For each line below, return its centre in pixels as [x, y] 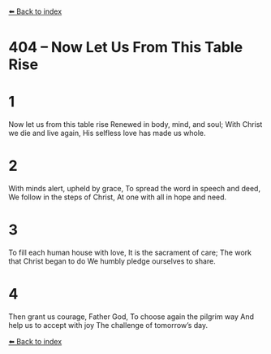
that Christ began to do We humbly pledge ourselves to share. [112, 261]
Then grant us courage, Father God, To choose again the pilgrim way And [131, 317]
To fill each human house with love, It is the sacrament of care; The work [130, 252]
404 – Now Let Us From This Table [126, 48]
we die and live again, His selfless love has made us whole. [107, 133]
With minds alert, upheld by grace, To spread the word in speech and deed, [135, 189]
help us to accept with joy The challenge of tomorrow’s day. [108, 325]
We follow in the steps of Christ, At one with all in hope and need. [118, 197]
